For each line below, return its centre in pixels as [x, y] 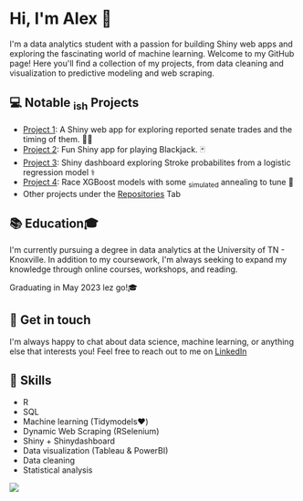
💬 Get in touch [50, 320]
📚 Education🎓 [54, 223]
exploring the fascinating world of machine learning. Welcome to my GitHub [152, 53]
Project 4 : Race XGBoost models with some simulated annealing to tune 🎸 [158, 183]
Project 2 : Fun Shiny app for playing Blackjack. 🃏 [114, 149]
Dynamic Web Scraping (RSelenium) [91, 431]
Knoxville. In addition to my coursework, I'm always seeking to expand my [148, 260]
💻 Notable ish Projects [74, 104]
